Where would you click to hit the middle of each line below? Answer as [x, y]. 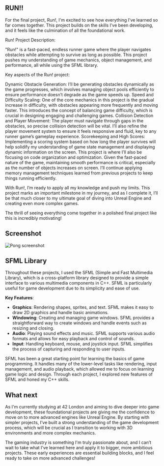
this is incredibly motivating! [34, 218]
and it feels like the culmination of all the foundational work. [65, 30]
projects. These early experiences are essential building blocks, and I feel [80, 453]
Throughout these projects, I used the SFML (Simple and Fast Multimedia [79, 273]
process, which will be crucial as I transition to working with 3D [69, 428]
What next [21, 395]
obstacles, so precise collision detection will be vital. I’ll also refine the [76, 126]
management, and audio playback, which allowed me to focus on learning [80, 369]
